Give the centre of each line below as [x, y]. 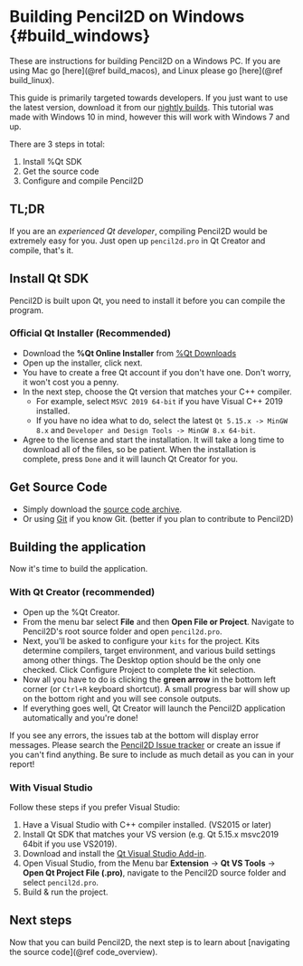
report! [22, 764]
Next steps [41, 920]
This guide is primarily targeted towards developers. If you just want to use [149, 98]
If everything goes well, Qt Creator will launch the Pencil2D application [154, 708]
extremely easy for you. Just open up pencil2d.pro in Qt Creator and [137, 241]
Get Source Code [58, 487]
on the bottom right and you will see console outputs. [122, 698]
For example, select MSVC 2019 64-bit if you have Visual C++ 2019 [159, 401]
